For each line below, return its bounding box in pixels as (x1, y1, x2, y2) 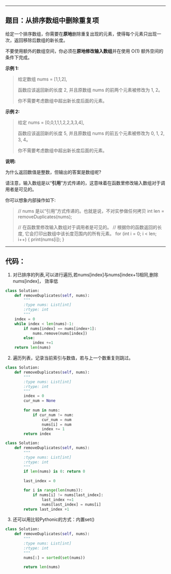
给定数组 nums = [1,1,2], (17, 76, 68, 82)
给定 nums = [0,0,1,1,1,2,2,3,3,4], (17, 119, 84, 125)
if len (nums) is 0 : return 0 (23, 469, 85, 474)
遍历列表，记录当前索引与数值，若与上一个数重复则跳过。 (12, 355, 133, 361)
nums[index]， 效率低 (12, 278, 59, 284)
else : (23, 335, 36, 341)
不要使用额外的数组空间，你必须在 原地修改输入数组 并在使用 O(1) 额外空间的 (5, 48, 164, 54)
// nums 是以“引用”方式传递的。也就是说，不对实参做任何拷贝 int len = (17, 207, 164, 214)
